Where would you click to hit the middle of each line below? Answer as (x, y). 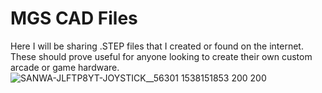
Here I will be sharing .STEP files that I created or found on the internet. (157, 46)
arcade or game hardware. (65, 67)
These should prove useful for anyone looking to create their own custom (161, 56)
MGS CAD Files (74, 18)
